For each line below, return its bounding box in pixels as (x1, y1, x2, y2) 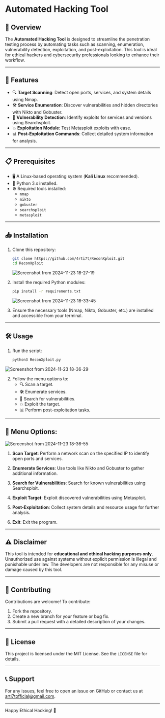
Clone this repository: (12, 247, 56, 252)
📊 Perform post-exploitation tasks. (19, 407, 91, 413)
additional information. (12, 470, 58, 476)
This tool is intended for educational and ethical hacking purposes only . (5, 551, 153, 557)
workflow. (5, 57, 25, 63)
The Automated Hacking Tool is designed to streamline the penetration (5, 36, 150, 42)
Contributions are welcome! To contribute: (5, 599, 91, 605)
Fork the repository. (12, 608, 53, 614)
